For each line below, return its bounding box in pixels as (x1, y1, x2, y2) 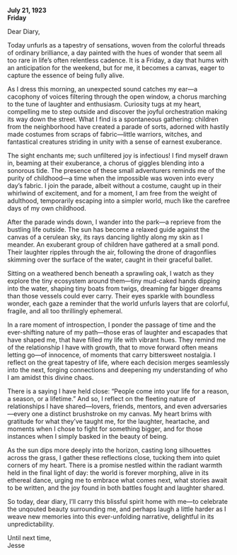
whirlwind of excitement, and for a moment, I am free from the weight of (7, 189, 218, 197)
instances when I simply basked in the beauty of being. (7, 432, 168, 440)
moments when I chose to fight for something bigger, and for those (7, 425, 203, 433)
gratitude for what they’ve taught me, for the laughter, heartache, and (7, 417, 210, 425)
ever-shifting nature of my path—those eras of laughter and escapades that (7, 328, 228, 336)
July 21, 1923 (7, 6, 47, 14)
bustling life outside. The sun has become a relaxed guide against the (7, 225, 210, 233)
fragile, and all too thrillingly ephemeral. (7, 307, 123, 315)
